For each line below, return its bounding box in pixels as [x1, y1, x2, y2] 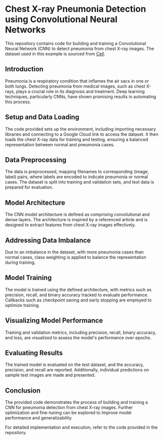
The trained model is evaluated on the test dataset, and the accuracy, [5, 362, 145, 368]
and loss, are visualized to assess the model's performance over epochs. [5, 334, 152, 341]
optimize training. [5, 302, 40, 308]
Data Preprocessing [5, 156, 67, 164]
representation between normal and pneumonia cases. [5, 141, 115, 147]
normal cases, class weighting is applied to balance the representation [5, 255, 146, 260]
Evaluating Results [5, 349, 63, 357]
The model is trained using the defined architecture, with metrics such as [5, 286, 152, 292]
